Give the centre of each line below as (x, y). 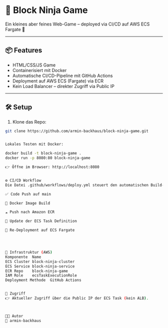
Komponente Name (23, 257)
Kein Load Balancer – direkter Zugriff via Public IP (63, 86)
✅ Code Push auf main (28, 194)
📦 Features (24, 50)
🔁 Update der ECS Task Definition (41, 221)
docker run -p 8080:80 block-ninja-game (48, 158)
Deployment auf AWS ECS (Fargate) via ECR (58, 81)
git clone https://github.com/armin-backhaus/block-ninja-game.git (77, 131)
